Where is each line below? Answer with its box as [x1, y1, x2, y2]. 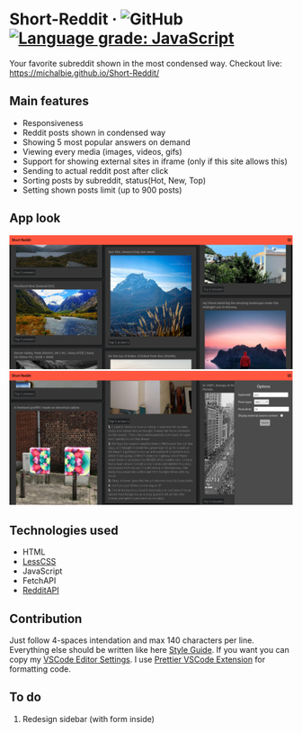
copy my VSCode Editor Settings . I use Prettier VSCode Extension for [9, 654, 266, 665]
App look [9, 211, 61, 226]
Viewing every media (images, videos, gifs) [22, 146, 182, 157]
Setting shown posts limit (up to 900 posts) [22, 185, 182, 195]
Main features [9, 94, 90, 109]
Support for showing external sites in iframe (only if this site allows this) [22, 156, 288, 167]
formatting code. [9, 664, 72, 674]
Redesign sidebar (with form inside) [22, 713, 155, 724]
